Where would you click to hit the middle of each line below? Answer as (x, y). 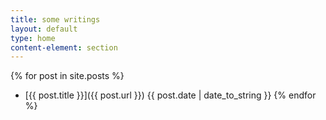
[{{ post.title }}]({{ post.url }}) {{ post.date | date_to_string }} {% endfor (170, 95)
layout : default (44, 29)
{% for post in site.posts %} (67, 76)
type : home (33, 38)
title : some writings (55, 19)
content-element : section (64, 47)
